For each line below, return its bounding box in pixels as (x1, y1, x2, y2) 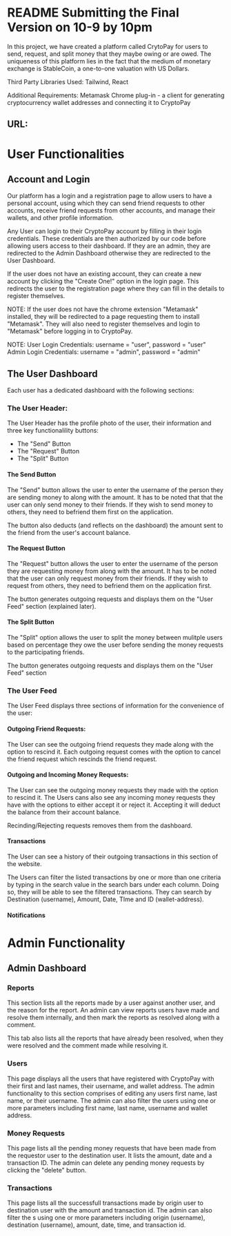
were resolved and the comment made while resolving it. (7, 1041, 168, 1050)
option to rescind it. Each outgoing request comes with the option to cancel (7, 747, 221, 756)
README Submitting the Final (7, 5, 179, 21)
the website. (7, 859, 43, 867)
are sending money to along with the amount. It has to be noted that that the (7, 493, 223, 501)
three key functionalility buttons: (7, 426, 99, 435)
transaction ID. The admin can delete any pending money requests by (7, 1159, 205, 1167)
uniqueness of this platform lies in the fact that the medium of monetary (7, 57, 211, 65)
